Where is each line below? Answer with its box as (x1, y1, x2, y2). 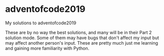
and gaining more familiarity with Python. (5, 45, 90, 51)
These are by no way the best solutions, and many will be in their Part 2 (5, 29, 152, 35)
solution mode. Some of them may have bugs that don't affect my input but (5, 35, 160, 41)
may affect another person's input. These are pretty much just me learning (5, 40, 159, 46)
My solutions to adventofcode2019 (5, 20, 76, 26)
